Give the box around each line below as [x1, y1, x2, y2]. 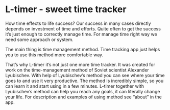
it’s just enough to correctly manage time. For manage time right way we [5, 31, 157, 37]
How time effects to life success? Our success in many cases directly [5, 20, 152, 26]
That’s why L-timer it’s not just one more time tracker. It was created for [5, 61, 156, 67]
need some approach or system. [5, 36, 74, 43]
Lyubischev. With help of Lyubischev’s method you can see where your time [5, 72, 165, 78]
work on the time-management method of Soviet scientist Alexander [5, 67, 149, 73]
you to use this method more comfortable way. [5, 52, 104, 58]
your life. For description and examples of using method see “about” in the [5, 94, 162, 100]
